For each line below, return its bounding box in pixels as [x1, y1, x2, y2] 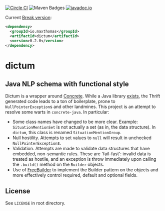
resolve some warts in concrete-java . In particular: [5, 109, 109, 115]
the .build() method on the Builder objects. [12, 161, 104, 168]
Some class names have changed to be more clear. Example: [12, 119, 138, 125]
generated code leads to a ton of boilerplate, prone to [5, 98, 116, 104]
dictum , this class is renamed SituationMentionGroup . [12, 130, 121, 136]
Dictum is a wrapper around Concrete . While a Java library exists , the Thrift [5, 93, 160, 99]
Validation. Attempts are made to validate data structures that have [12, 146, 150, 152]
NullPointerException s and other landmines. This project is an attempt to [5, 103, 156, 110]
